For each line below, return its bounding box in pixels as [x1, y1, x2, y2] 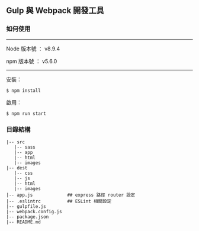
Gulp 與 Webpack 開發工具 [6, 5, 105, 16]
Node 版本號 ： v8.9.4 [6, 45, 60, 52]
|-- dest [6, 165, 28, 171]
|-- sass [14, 144, 36, 150]
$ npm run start [6, 110, 46, 117]
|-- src [6, 139, 25, 145]
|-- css [14, 170, 33, 176]
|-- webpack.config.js [6, 208, 62, 214]
